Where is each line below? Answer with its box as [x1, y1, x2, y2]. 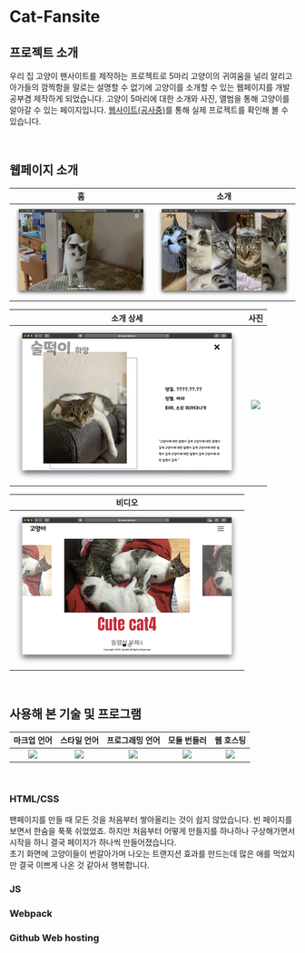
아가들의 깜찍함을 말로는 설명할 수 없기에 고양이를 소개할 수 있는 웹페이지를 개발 [9, 82, 290, 93]
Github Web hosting [9, 932, 100, 945]
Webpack [9, 908, 53, 920]
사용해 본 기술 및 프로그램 [9, 706, 143, 722]
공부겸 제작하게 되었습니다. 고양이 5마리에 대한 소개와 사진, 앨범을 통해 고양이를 [9, 93, 290, 103]
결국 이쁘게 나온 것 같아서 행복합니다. [18, 860, 150, 870]
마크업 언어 [13, 735, 53, 746]
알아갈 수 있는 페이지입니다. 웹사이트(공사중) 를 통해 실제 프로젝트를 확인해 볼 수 [9, 104, 289, 115]
